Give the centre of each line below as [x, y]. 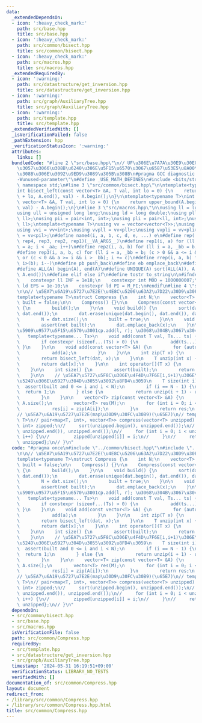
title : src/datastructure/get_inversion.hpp [74, 90]
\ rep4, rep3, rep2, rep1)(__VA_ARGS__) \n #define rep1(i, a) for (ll [106, 241]
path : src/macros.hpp [44, 62]
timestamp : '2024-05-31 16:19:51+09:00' [63, 666]
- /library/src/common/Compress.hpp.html [59, 705]
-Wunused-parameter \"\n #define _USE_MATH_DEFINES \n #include [94, 180]
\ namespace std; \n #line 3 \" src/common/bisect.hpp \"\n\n [91, 185]
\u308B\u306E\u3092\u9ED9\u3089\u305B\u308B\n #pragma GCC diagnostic [106, 174]
